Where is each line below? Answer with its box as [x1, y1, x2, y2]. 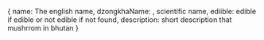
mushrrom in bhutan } [7, 24, 79, 32]
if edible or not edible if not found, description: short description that [7, 15, 232, 24]
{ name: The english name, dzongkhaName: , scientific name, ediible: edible [7, 7, 256, 16]
